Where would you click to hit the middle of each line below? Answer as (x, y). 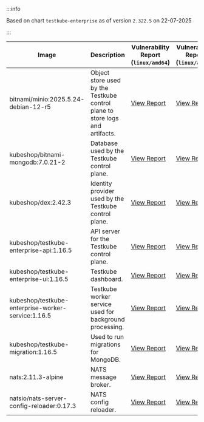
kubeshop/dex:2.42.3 (40, 202)
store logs (104, 118)
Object (100, 73)
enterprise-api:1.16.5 (41, 250)
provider (102, 191)
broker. (100, 385)
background (108, 319)
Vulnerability (151, 47)
